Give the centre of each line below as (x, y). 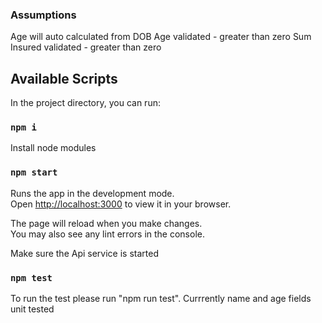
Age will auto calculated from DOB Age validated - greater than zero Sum (161, 37)
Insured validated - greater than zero (86, 47)
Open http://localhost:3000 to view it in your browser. (121, 204)
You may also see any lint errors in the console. (107, 234)
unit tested (32, 309)
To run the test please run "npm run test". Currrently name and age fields (161, 298)
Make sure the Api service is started (84, 253)
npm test (31, 277)
